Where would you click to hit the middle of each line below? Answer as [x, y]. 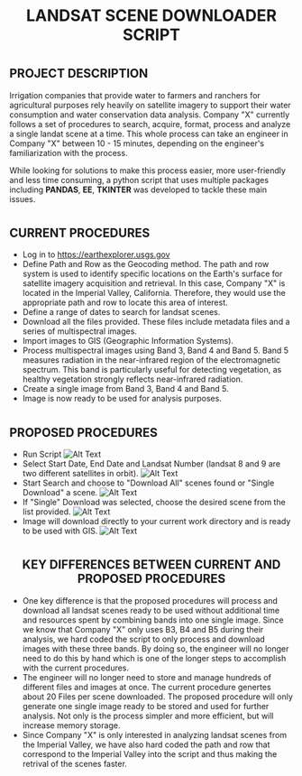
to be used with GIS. [60, 531]
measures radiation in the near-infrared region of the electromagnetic [151, 360]
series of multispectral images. [80, 331]
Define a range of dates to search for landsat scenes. [121, 312]
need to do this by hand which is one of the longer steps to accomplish [154, 658]
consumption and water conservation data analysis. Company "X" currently [150, 115]
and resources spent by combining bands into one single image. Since [153, 620]
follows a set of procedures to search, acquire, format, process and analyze [150, 124]
